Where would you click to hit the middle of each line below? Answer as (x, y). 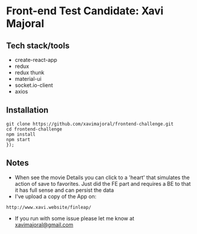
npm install (21, 134)
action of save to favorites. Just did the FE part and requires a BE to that (103, 183)
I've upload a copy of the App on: (55, 196)
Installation (27, 110)
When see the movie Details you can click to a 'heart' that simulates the (102, 177)
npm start (18, 139)
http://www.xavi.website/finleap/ (49, 207)
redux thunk (29, 72)
